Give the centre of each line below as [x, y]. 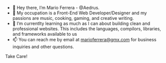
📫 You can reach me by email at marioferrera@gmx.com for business [84, 39]
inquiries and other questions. [43, 47]
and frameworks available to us [45, 34]
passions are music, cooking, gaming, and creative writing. [73, 18]
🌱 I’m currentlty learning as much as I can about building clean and [81, 23]
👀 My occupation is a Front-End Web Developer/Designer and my [79, 13]
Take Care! [16, 56]
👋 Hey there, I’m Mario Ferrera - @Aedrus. [56, 8]
